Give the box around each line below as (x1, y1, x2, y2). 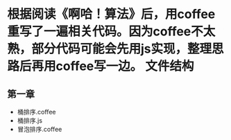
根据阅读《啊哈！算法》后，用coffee (7, 6, 216, 22)
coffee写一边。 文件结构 (55, 58, 194, 74)
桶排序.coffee (17, 108, 56, 116)
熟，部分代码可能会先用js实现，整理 (7, 41, 212, 57)
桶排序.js (17, 116, 43, 125)
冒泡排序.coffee (17, 125, 62, 133)
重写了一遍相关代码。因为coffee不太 (7, 24, 216, 40)
